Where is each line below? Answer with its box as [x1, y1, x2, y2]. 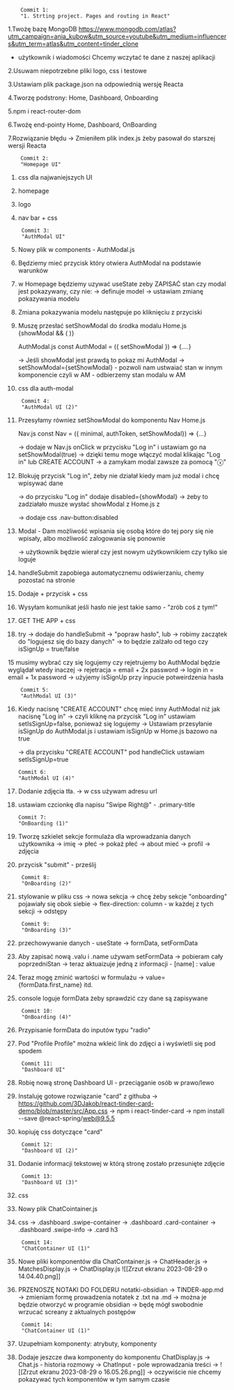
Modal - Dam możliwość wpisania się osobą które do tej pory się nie [17, 527, 214, 535]
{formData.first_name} [17, 981, 83, 988]
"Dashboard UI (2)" [21, 1147, 78, 1154]
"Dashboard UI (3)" [21, 1179, 78, 1186]
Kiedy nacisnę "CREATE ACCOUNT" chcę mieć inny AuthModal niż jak [17, 705, 221, 713]
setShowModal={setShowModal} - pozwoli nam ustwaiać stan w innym [17, 363, 223, 372]
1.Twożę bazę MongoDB [8, 25, 77, 33]
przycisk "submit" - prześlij [17, 860, 97, 869]
